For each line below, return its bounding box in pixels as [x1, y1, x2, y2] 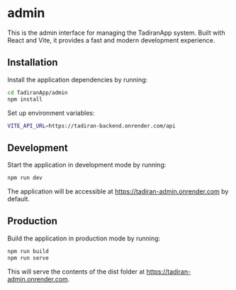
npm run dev [7, 174, 43, 182]
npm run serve [7, 254, 50, 262]
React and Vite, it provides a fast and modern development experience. [7, 35, 215, 44]
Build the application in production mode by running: [7, 234, 161, 242]
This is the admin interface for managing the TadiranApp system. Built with [7, 28, 225, 37]
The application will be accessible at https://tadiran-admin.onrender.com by [7, 187, 229, 196]
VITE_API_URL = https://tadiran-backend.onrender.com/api [7, 122, 176, 129]
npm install [7, 96, 43, 103]
